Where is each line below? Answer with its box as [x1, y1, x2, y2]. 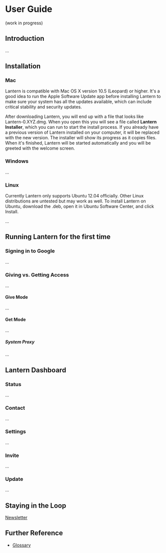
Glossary [12, 542, 31, 548]
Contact [5, 404, 25, 411]
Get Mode [5, 316, 26, 322]
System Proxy [5, 339, 35, 345]
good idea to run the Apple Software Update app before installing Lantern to [5, 93, 161, 99]
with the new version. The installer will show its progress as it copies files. [5, 135, 157, 141]
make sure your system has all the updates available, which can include [5, 98, 152, 105]
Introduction [5, 34, 45, 43]
